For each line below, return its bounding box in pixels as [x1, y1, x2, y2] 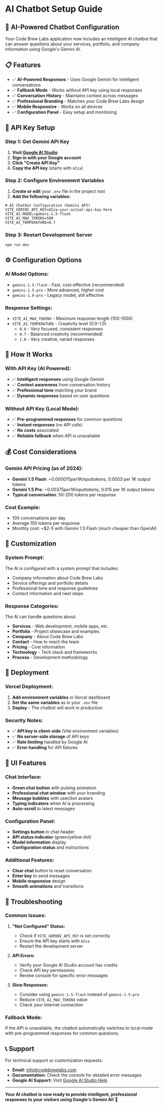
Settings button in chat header [12, 829, 75, 835]
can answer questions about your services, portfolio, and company [5, 41, 140, 47]
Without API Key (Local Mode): [5, 405, 80, 412]
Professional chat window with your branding [12, 790, 105, 796]
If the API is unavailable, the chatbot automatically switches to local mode [5, 1025, 153, 1031]
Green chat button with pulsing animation [12, 785, 97, 791]
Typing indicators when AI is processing [12, 800, 95, 806]
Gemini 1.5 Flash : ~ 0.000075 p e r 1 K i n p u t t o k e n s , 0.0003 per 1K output [12, 476, 151, 482]
